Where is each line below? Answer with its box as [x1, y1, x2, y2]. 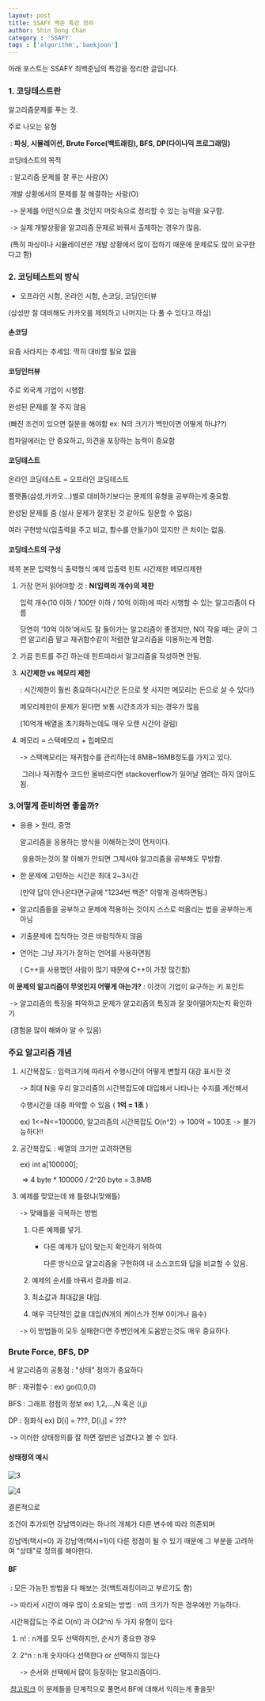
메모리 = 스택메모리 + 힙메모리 [19, 735, 114, 745]
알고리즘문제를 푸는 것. [8, 105, 78, 115]
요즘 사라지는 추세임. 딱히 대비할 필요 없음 [8, 346, 137, 356]
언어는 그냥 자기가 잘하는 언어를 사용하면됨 [19, 948, 152, 958]
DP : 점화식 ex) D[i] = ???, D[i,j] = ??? [8, 1416, 127, 1425]
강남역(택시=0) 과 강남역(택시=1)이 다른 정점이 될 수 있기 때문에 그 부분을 [8, 1535, 233, 1546]
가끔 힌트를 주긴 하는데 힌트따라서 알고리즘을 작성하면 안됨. [19, 651, 202, 660]
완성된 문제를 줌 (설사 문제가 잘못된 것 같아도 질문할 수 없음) [8, 508, 192, 518]
